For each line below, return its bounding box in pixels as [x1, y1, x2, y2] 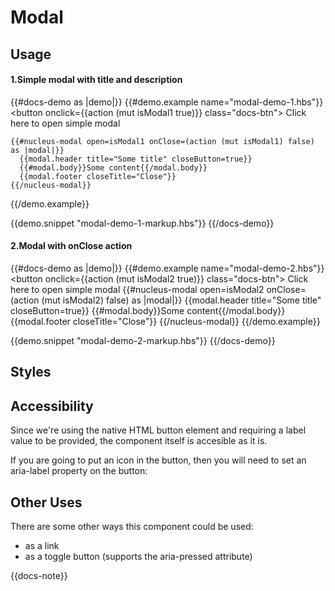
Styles [10, 364, 52, 381]
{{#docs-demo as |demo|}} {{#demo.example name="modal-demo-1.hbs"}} [10, 96, 324, 108]
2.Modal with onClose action [10, 240, 133, 252]
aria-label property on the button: [10, 465, 148, 477]
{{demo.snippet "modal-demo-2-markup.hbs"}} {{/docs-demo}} [10, 334, 276, 346]
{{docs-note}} [10, 570, 68, 581]
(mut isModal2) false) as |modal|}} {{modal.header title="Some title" [41, 294, 322, 306]
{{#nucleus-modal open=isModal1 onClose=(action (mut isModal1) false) [10, 136, 315, 146]
